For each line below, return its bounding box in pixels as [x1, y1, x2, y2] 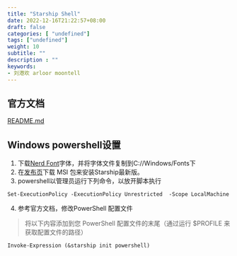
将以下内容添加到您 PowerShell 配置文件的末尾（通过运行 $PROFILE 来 [24, 219, 231, 228]
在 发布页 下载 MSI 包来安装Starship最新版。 [17, 168, 144, 177]
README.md [7, 117, 45, 125]
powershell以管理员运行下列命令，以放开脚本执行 [17, 177, 161, 185]
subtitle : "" [7, 50, 46, 57]
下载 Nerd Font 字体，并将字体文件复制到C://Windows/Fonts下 [17, 159, 196, 168]
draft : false [7, 23, 46, 30]
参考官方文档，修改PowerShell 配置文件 [17, 204, 133, 213]
